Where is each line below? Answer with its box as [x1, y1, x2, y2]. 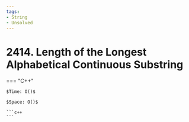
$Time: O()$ [6, 89, 36, 95]
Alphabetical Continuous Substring [6, 57, 184, 71]
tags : [6, 8, 20, 15]
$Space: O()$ [6, 99, 39, 105]
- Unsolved [6, 20, 33, 25]
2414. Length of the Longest [6, 45, 147, 59]
